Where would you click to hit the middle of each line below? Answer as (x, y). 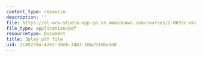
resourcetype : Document (36, 34)
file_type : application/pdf (41, 28)
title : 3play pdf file (35, 39)
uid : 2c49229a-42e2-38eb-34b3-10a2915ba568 (62, 45)
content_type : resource (36, 12)
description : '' (26, 17)
